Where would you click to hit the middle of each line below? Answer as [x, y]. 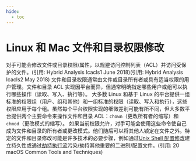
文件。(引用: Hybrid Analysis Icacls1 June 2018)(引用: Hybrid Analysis [99, 72]
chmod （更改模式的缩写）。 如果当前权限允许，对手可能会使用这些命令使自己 [96, 124]
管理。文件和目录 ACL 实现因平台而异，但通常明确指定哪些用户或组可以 [97, 87]
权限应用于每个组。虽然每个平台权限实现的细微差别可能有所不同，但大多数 [95, 109]
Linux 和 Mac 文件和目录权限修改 [85, 48]
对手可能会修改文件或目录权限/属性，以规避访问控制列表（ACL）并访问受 [94, 65]
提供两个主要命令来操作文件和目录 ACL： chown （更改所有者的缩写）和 [95, 116]
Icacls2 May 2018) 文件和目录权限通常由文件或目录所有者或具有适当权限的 [95, 80]
